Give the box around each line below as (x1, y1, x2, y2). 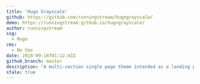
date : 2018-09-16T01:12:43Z (6, 53, 76, 59)
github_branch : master (6, 58, 62, 64)
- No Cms (11, 47, 33, 53)
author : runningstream (6, 25, 62, 31)
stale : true (6, 69, 36, 75)
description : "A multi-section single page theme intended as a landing (6, 63, 190, 70)
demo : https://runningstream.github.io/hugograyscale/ (6, 20, 145, 25)
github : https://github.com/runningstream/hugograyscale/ (6, 14, 153, 20)
